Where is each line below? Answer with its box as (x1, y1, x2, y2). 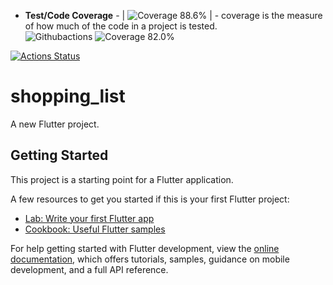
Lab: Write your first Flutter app (24, 212, 155, 224)
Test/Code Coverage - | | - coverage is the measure (24, 10, 323, 21)
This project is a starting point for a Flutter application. (10, 173, 234, 185)
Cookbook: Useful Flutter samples (24, 223, 166, 235)
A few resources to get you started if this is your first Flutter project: (10, 193, 290, 205)
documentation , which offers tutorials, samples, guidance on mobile (10, 253, 290, 265)
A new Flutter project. (10, 118, 100, 130)
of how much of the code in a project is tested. (24, 20, 218, 32)
